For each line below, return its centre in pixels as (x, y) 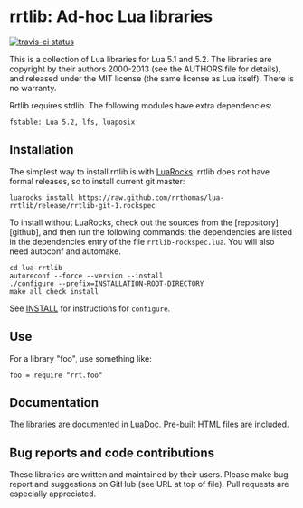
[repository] (256, 222)
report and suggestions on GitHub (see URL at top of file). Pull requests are (149, 484)
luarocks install (42, 198)
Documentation (54, 403)
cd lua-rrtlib (36, 268)
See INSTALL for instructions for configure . (90, 308)
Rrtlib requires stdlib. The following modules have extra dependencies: (141, 105)
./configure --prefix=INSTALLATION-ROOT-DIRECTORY (107, 283)
